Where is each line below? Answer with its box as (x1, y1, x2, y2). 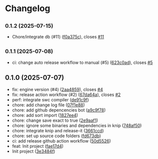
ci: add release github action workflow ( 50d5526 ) (12, 138, 111, 143)
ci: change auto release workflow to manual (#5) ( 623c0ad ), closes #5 (12, 59, 153, 65)
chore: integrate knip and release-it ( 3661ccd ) (12, 127, 104, 133)
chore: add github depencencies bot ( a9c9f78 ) (12, 107, 106, 113)
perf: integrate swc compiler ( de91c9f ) (12, 96, 89, 102)
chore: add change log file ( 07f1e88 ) (12, 102, 85, 108)
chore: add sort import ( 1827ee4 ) (12, 112, 79, 118)
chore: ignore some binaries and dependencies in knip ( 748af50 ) (12, 122, 142, 128)
